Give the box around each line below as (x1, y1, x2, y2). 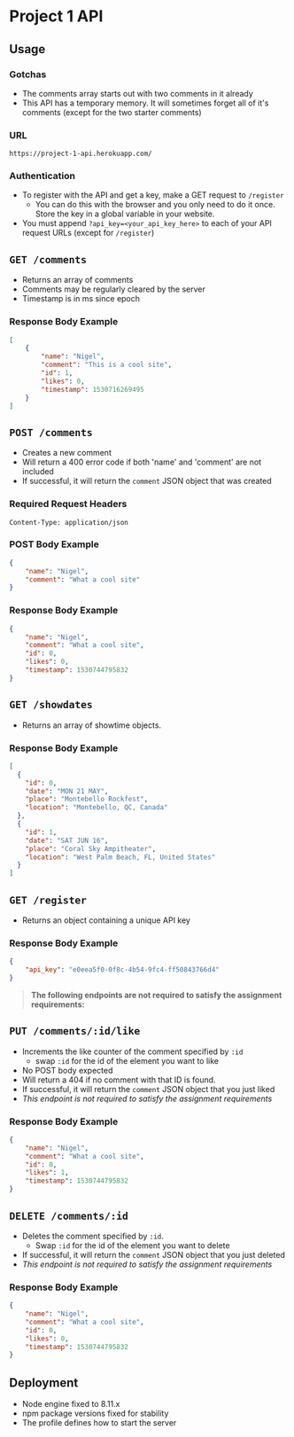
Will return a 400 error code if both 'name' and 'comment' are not (21, 457, 262, 467)
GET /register (9, 894, 87, 906)
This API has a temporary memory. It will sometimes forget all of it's (21, 98, 269, 108)
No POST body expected (21, 1065, 113, 1075)
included (21, 466, 55, 477)
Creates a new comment (21, 448, 112, 458)
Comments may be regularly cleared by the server (21, 284, 206, 294)
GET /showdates (9, 699, 93, 711)
